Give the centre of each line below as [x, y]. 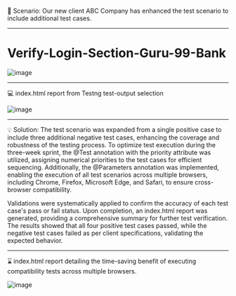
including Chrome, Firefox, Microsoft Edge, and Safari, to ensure [100, 182]
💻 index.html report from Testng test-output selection [85, 93]
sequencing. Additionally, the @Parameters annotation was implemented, [113, 167]
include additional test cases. [50, 18]
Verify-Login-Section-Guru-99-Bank [117, 53]
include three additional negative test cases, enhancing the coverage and [113, 137]
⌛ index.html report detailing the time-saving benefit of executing [102, 261]
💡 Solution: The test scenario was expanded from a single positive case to [114, 129]
